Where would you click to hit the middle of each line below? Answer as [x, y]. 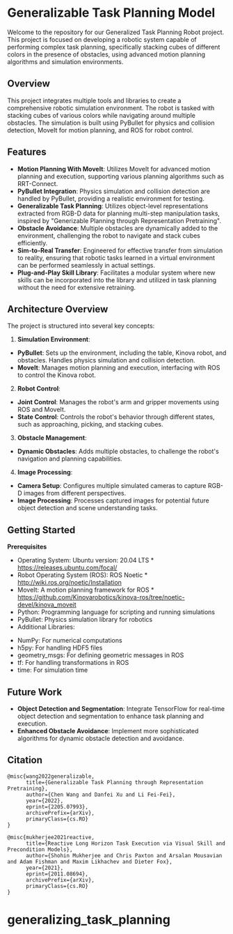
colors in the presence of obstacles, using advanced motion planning [106, 54]
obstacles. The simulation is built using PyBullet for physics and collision [111, 123]
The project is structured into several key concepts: [81, 326]
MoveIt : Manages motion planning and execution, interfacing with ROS [119, 368]
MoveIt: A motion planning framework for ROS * [86, 590]
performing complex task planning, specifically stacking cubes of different [114, 47]
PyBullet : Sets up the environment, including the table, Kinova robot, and [122, 353]
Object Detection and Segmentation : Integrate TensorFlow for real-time [121, 709]
